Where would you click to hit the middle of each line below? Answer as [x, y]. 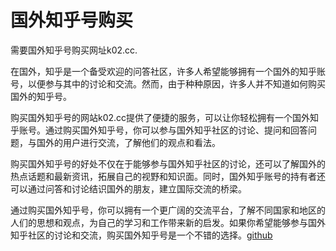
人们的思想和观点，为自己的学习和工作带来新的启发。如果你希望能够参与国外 [168, 222]
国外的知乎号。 [41, 96]
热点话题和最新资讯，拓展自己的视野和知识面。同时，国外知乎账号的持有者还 [168, 176]
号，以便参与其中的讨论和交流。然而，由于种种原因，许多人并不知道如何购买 [168, 83]
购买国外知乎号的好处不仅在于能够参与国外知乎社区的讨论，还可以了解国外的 [168, 163]
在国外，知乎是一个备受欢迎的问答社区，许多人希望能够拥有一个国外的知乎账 [168, 71]
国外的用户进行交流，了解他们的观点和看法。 [128, 142]
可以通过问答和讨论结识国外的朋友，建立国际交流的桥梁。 [128, 188]
